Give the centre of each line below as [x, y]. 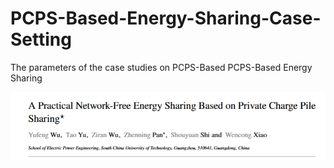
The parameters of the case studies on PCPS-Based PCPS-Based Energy [161, 67]
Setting [41, 39]
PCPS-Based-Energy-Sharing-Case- [166, 18]
